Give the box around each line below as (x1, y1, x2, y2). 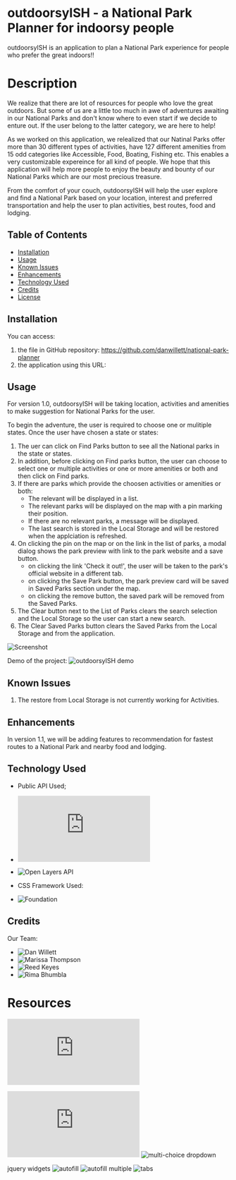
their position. (27, 509, 68, 518)
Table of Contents (7, 229, 88, 241)
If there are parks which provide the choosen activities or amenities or (17, 480, 221, 488)
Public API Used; (17, 781, 67, 790)
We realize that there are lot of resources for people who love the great (7, 99, 213, 107)
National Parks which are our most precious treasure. (7, 172, 162, 181)
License (17, 293, 41, 301)
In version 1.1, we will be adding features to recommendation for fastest (7, 735, 213, 743)
